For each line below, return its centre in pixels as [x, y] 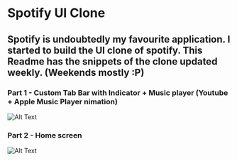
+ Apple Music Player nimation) [63, 101]
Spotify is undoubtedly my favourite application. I [119, 39]
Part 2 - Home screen [45, 135]
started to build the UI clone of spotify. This [105, 50]
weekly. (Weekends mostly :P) [76, 72]
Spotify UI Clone [56, 13]
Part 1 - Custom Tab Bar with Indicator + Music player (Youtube [118, 92]
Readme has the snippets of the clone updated [112, 61]
